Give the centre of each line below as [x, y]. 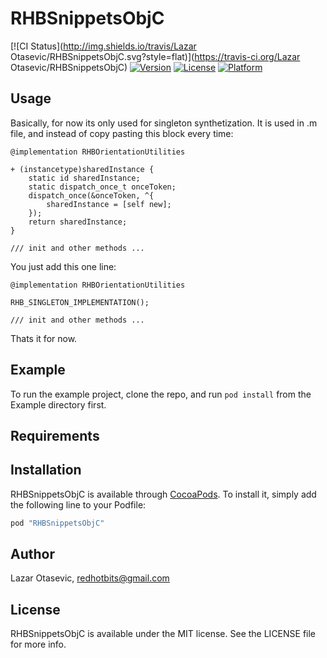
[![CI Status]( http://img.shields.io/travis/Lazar [103, 46]
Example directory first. [58, 404]
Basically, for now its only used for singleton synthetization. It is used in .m [164, 123]
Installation [46, 470]
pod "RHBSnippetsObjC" [57, 523]
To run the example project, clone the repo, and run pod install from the [161, 394]
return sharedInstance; [78, 222]
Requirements [55, 435]
